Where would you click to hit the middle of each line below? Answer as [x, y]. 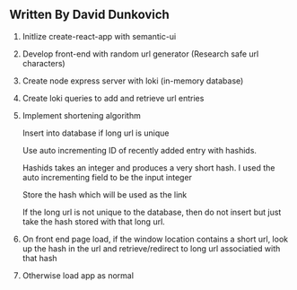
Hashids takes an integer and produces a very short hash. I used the [148, 167]
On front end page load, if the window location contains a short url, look [155, 239]
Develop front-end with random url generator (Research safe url [140, 54]
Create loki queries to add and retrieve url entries [113, 98]
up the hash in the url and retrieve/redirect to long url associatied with [151, 248]
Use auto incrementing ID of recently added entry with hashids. [140, 150]
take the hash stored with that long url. [94, 221]
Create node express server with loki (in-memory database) [133, 81]
